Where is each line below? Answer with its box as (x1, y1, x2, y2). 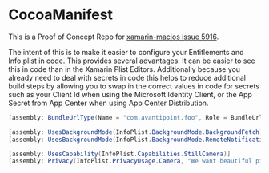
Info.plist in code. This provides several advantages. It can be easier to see (8, 56, 255, 65)
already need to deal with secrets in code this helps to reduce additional (8, 73, 247, 82)
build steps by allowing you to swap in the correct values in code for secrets (8, 81, 260, 91)
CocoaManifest (8, 6, 114, 24)
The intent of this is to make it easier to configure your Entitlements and (8, 47, 244, 57)
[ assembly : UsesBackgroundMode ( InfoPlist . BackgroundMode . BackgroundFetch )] (8, 128, 267, 136)
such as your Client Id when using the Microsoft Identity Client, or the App (8, 89, 252, 99)
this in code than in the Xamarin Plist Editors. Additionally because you (8, 64, 241, 73)
